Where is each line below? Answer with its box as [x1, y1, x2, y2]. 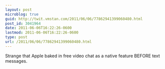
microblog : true [5, 12, 39, 17]
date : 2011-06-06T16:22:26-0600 [5, 26, 72, 31]
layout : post [5, 7, 32, 12]
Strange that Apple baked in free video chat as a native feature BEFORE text [5, 53, 160, 59]
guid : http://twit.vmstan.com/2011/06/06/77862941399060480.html [5, 16, 143, 21]
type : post [5, 35, 28, 40]
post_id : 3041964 [5, 21, 41, 26]
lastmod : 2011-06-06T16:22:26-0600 [5, 30, 79, 35]
